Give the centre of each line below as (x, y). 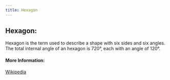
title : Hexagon (22, 10)
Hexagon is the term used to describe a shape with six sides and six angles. (85, 43)
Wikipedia (16, 72)
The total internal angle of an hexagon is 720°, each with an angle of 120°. (83, 49)
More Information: (25, 61)
